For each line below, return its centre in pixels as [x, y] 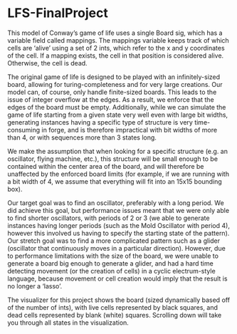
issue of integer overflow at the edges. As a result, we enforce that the [111, 99]
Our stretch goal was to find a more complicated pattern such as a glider [114, 241]
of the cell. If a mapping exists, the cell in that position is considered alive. [116, 56]
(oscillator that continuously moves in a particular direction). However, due [116, 248]
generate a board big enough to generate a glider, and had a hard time [110, 263]
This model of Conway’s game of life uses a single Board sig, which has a [115, 33]
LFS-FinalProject [58, 13]
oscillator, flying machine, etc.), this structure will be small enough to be [113, 159]
